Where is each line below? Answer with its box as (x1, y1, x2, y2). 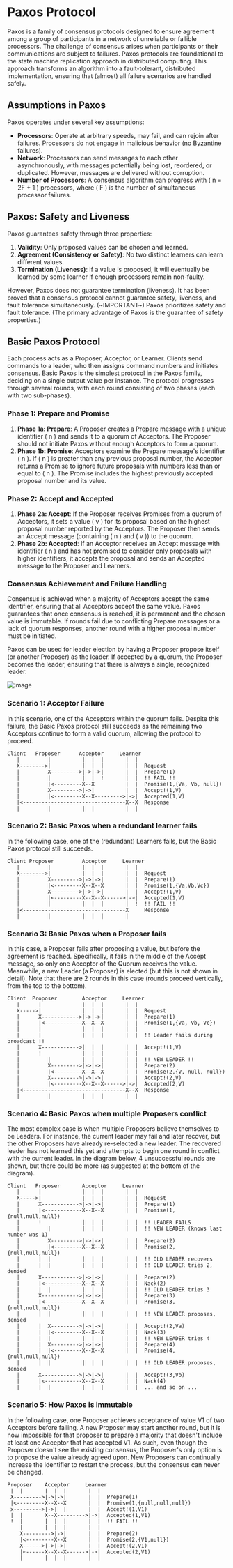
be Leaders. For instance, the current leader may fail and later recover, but (7, 1132, 220, 1141)
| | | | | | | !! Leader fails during (16, 1032, 214, 1039)
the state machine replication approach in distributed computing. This (7, 56, 207, 65)
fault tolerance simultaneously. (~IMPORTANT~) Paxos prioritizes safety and (7, 300, 226, 309)
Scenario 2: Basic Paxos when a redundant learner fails (7, 821, 198, 830)
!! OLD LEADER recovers (143, 1256, 214, 1263)
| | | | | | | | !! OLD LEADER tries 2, (16, 1262, 214, 1269)
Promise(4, (143, 1347, 176, 1355)
